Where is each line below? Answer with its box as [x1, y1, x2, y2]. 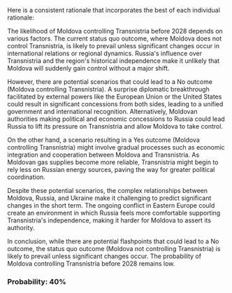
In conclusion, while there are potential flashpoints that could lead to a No [7, 237, 219, 245]
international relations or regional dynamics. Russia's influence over [7, 49, 203, 57]
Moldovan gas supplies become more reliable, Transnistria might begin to [7, 158, 219, 166]
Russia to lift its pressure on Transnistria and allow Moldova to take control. [7, 122, 224, 130]
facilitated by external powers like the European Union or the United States [7, 92, 222, 101]
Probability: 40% [7, 276, 66, 286]
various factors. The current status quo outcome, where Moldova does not [7, 34, 222, 43]
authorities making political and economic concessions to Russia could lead [7, 115, 225, 123]
